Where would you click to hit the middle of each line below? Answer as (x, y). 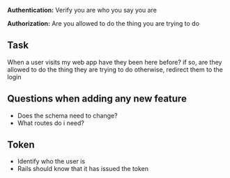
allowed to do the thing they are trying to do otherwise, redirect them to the (115, 70)
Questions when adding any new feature (97, 99)
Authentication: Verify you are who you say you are (82, 10)
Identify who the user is (51, 161)
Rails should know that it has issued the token (83, 169)
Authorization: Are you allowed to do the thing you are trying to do (103, 23)
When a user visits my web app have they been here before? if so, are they (115, 62)
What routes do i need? (51, 123)
